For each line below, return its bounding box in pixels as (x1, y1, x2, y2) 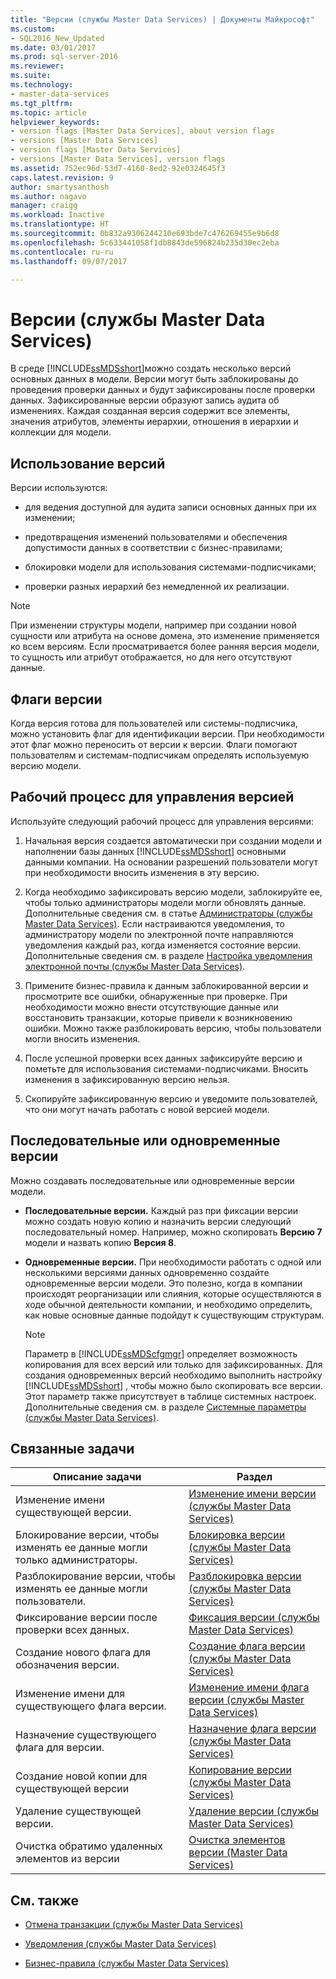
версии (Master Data (188, 1846, 288, 1860)
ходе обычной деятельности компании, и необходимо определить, (24, 1298, 313, 1310)
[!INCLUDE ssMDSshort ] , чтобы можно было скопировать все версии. (24, 1379, 323, 1391)
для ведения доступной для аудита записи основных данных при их (24, 501, 318, 513)
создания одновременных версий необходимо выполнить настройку (24, 1369, 323, 1381)
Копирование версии (188, 1763, 292, 1777)
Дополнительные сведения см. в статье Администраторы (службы (24, 907, 313, 919)
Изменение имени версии (188, 1487, 317, 1501)
